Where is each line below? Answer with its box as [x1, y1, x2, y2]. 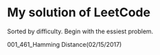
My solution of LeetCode [7, 5, 151, 20]
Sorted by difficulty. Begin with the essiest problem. [7, 27, 154, 35]
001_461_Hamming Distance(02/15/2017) [7, 40, 122, 48]
